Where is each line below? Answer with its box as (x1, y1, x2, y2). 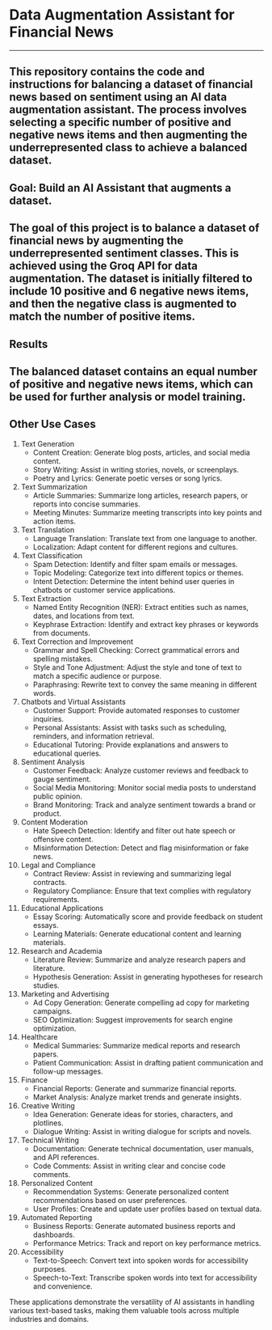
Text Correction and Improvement (20, 637, 134, 646)
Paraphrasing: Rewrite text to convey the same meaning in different (32, 680, 257, 689)
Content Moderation (20, 817, 88, 827)
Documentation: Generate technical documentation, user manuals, (32, 1143, 254, 1154)
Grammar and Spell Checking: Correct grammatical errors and (32, 645, 241, 654)
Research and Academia (20, 946, 103, 955)
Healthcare (20, 1031, 59, 1041)
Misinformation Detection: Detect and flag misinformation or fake (32, 843, 249, 853)
